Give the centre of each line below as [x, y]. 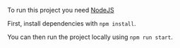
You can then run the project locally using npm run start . [90, 37]
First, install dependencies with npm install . [72, 23]
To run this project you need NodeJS [61, 10]
